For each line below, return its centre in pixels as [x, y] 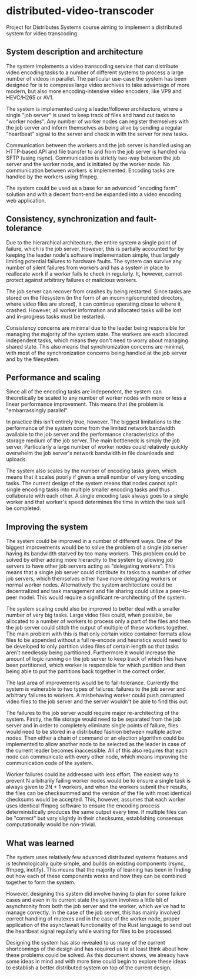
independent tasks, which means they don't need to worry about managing [97, 340]
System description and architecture [75, 52]
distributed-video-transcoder [80, 11]
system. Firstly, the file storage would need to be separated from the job [94, 719]
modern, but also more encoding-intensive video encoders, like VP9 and [94, 91]
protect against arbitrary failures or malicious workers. [72, 280]
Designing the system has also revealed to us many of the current [86, 943]
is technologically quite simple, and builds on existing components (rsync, [96, 863]
